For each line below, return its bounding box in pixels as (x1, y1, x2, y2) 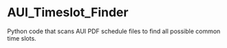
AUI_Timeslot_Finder (7, 5, 129, 20)
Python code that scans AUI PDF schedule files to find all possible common (7, 27, 221, 35)
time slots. (7, 34, 36, 42)
